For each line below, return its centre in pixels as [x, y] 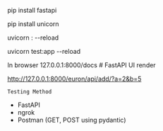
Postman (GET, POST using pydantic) [72, 120]
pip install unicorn [33, 24]
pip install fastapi [32, 10]
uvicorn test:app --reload [44, 51]
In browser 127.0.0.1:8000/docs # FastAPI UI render [82, 65]
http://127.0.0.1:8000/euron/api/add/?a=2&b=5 [74, 79]
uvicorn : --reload [33, 38]
